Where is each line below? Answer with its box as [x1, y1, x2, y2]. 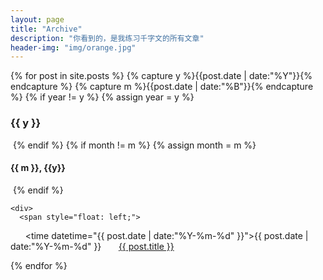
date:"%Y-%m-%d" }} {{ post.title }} [10, 240, 175, 252]
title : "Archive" [10, 24, 83, 34]
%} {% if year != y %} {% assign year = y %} [10, 91, 195, 103]
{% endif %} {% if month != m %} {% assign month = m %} [12, 139, 257, 151]
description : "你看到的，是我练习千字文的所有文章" [10, 33, 205, 43]
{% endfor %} [10, 259, 68, 271]
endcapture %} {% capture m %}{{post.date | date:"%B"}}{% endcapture [10, 81, 314, 93]
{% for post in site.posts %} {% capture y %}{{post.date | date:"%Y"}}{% [10, 70, 313, 82]
